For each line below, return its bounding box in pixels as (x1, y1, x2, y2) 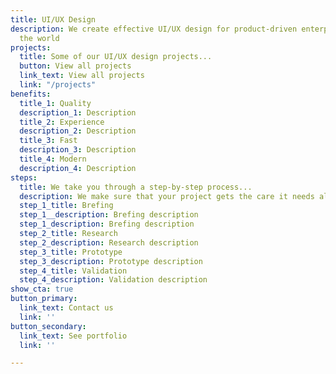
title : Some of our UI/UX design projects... (19, 52, 213, 62)
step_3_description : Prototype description (19, 256, 203, 266)
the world (19, 33, 60, 43)
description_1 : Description (19, 107, 137, 118)
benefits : (10, 89, 52, 99)
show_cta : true (10, 284, 74, 295)
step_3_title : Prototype (19, 247, 123, 257)
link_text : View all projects (19, 71, 145, 81)
